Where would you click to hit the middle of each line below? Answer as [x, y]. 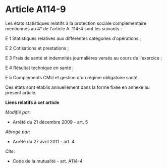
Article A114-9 [36, 9]
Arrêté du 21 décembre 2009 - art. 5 [50, 122]
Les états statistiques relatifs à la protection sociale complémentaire [76, 23]
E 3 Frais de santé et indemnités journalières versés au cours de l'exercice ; [84, 58]
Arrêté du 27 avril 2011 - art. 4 [43, 141]
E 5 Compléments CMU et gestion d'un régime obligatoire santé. [72, 77]
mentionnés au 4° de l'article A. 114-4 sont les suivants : [64, 28]
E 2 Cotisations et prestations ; [37, 48]
